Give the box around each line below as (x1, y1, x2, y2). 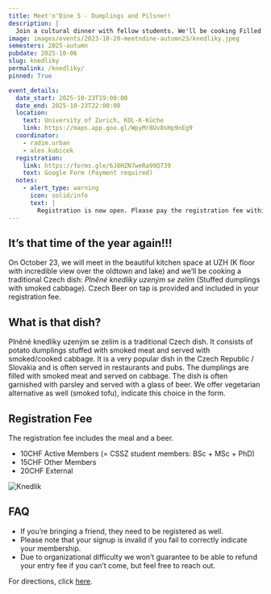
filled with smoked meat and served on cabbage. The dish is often (8, 371, 228, 381)
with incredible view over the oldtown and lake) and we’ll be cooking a (8, 266, 242, 276)
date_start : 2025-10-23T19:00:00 (15, 94, 128, 102)
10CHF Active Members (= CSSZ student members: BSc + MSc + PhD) (19, 449, 256, 458)
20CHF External (19, 466, 73, 475)
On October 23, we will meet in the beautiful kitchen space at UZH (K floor (8, 257, 256, 267)
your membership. (19, 543, 81, 553)
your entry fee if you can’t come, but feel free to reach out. (19, 560, 216, 570)
